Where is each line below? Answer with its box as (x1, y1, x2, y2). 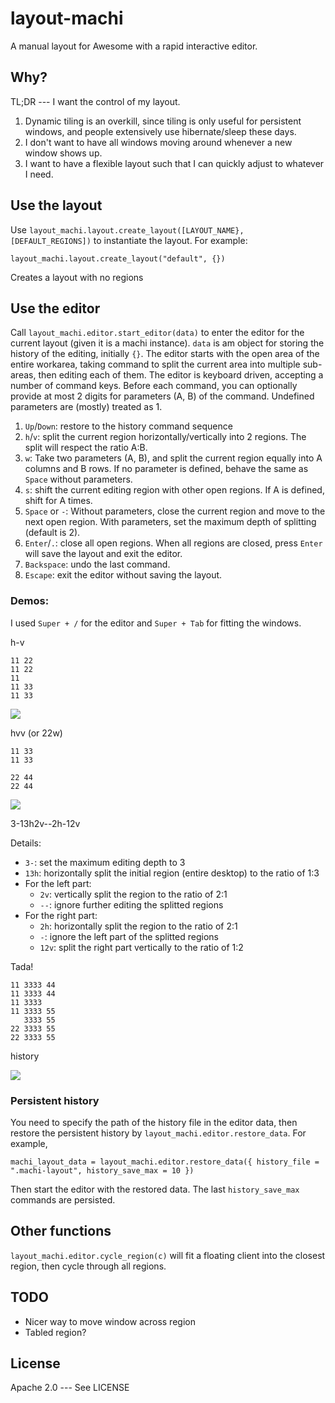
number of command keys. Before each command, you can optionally (10, 380, 298, 392)
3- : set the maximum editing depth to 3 (24, 856, 186, 868)
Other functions (10, 1223, 112, 1240)
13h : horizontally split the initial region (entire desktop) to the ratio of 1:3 (24, 867, 320, 879)
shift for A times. (24, 495, 93, 507)
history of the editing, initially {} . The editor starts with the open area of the (10, 348, 320, 360)
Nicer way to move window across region (24, 1315, 196, 1327)
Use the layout (10, 197, 103, 214)
